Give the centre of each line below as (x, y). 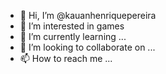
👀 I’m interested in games (72, 26)
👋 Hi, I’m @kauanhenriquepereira (88, 15)
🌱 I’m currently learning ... (73, 36)
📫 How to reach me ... (66, 58)
